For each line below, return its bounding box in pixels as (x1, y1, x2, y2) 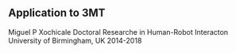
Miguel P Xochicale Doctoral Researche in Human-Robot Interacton (8, 27, 229, 36)
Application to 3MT (8, 6, 106, 20)
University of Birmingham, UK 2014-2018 (8, 36, 142, 45)
